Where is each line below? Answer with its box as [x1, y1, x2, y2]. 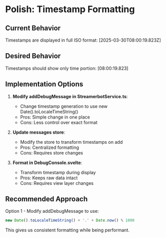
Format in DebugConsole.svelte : [12, 160, 82, 166]
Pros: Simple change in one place [20, 114, 90, 120]
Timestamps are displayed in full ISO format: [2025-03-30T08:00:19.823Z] [5, 37, 161, 43]
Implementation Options [5, 80, 84, 89]
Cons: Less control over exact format [20, 119, 98, 125]
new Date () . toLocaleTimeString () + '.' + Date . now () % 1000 [5, 218, 135, 223]
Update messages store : [12, 129, 65, 135]
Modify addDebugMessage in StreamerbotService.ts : [12, 93, 128, 99]
